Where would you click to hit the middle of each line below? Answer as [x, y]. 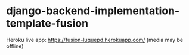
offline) [15, 46]
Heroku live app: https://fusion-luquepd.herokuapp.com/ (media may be [95, 40]
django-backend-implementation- [93, 11]
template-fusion [47, 23]
